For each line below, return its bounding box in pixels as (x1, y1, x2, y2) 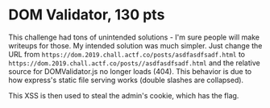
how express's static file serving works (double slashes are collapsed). (8, 75, 244, 85)
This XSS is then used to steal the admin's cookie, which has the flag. (8, 90, 239, 100)
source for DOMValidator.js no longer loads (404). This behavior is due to (8, 66, 252, 76)
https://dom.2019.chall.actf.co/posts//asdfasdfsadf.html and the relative (8, 58, 260, 68)
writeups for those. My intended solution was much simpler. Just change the (8, 40, 263, 50)
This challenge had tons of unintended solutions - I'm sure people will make (8, 32, 260, 42)
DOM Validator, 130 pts (8, 6, 165, 24)
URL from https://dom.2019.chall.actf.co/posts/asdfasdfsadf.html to (8, 49, 246, 59)
